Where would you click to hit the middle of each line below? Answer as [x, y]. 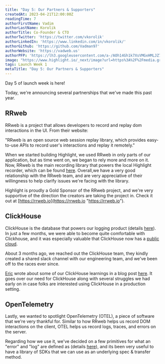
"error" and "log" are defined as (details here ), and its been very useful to [79, 347]
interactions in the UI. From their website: [47, 130]
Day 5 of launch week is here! [35, 83]
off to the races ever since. [32, 264]
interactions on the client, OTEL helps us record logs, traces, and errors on [81, 327]
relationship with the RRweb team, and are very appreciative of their [74, 176]
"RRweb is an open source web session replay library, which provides [76, 140]
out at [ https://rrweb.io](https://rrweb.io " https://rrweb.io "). [65, 201]
